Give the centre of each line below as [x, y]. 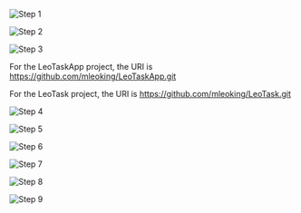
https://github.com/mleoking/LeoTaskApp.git [93, 76]
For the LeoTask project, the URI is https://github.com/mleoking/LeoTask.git [150, 94]
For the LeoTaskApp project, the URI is [81, 67]
